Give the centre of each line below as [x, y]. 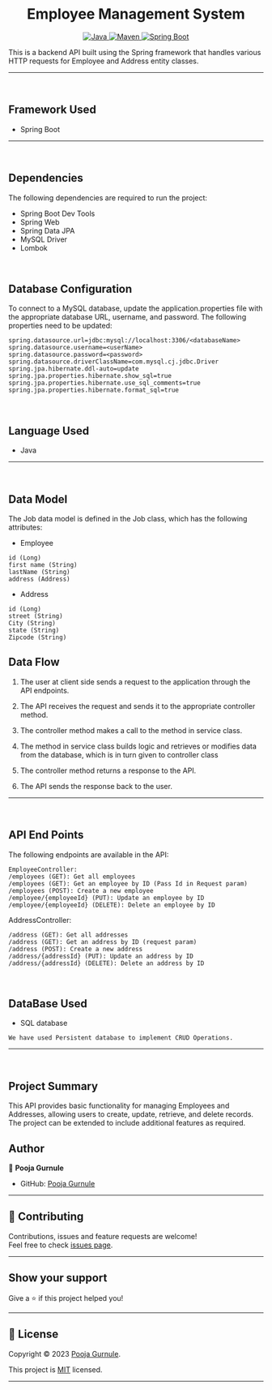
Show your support [58, 1278]
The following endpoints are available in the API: [89, 854]
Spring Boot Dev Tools [57, 213]
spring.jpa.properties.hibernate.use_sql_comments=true [104, 383]
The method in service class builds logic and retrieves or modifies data [138, 746]
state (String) [34, 630]
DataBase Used [48, 1004]
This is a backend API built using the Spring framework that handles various [135, 52]
